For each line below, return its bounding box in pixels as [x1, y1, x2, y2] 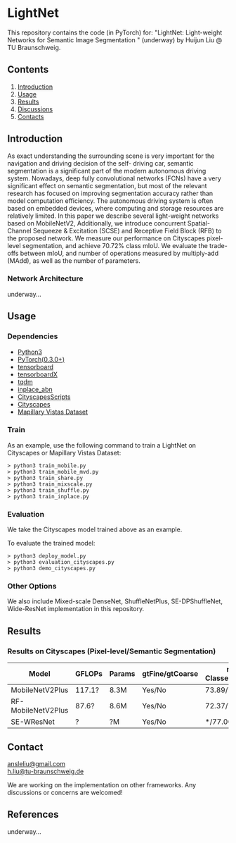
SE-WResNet [11, 717, 55, 727]
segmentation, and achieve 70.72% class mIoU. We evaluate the [22, 241, 209, 250]
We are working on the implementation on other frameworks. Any [7, 780, 197, 789]
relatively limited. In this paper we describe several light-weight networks [7, 211, 219, 220]
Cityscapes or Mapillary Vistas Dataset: [7, 448, 122, 457]
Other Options [7, 582, 57, 591]
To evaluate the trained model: [7, 539, 96, 548]
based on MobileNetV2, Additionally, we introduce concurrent [7, 219, 186, 227]
